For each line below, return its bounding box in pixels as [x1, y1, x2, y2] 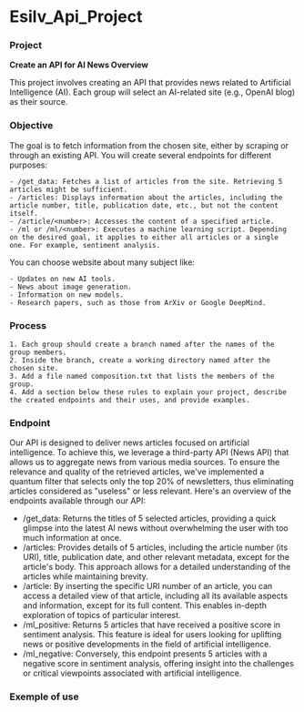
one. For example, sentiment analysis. [9, 240, 161, 249]
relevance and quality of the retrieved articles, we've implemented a [9, 466, 265, 477]
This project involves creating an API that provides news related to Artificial [9, 77, 291, 88]
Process [9, 319, 47, 331]
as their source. [9, 97, 68, 107]
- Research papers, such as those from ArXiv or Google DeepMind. [9, 298, 267, 307]
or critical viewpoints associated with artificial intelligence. [22, 667, 242, 679]
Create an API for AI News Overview [9, 59, 148, 70]
